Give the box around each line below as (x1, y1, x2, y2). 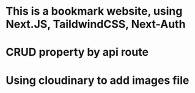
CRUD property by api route (6, 45, 149, 59)
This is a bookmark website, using (6, 4, 183, 18)
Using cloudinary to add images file (6, 73, 189, 87)
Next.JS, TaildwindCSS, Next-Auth (6, 17, 186, 31)
